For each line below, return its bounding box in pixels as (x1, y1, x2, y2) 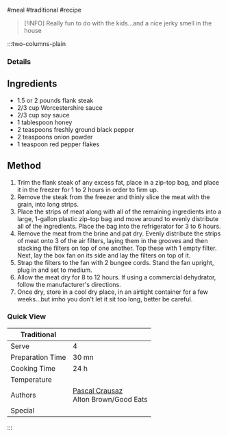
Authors (10, 390, 36, 400)
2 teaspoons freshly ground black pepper (16, 125, 135, 133)
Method (7, 160, 42, 172)
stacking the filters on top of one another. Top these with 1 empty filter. (16, 244, 217, 252)
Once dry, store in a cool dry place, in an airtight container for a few (16, 288, 209, 296)
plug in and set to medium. (16, 266, 92, 274)
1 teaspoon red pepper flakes (16, 140, 100, 148)
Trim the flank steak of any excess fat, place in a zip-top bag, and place (16, 178, 220, 186)
